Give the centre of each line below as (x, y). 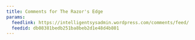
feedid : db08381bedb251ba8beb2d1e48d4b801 (65, 28)
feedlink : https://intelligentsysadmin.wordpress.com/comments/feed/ (100, 22)
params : (16, 17)
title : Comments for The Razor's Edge (55, 11)
